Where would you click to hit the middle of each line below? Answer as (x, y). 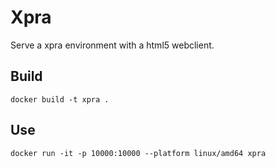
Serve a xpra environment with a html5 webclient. (112, 45)
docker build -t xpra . (60, 99)
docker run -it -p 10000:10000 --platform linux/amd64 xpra (138, 153)
